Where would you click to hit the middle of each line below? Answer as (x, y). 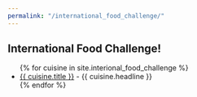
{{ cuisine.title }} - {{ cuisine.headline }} (85, 77)
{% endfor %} (43, 85)
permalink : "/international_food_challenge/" (86, 16)
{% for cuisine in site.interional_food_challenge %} (104, 68)
